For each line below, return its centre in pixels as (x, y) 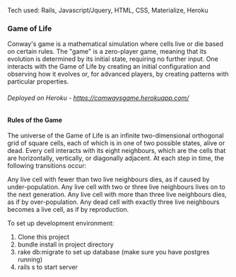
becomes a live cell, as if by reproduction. (68, 210)
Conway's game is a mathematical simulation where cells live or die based (116, 44)
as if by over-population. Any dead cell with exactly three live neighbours (114, 202)
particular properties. (38, 81)
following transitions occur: (47, 166)
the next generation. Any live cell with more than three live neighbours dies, (117, 195)
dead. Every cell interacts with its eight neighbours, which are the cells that (117, 151)
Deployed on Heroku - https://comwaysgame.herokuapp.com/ (98, 98)
